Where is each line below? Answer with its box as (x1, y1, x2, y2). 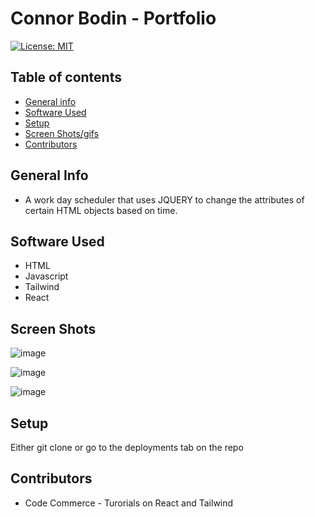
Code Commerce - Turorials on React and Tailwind (24, 497, 234, 509)
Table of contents (10, 69, 122, 86)
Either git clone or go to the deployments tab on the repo (10, 442, 244, 453)
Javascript (24, 270, 69, 282)
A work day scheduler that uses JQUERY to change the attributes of (24, 193, 305, 206)
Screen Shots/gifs (24, 127, 100, 139)
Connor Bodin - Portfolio (10, 7, 217, 30)
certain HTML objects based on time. (24, 204, 178, 216)
